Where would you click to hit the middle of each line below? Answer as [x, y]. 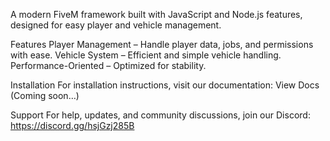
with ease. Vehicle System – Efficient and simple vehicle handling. [146, 55]
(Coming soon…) [45, 95]
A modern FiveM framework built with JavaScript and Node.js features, [156, 14]
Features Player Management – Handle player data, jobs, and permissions [162, 44]
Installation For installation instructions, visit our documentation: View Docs [165, 85]
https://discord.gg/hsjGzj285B [72, 125]
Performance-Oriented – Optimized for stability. [108, 65]
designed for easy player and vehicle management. [116, 25]
